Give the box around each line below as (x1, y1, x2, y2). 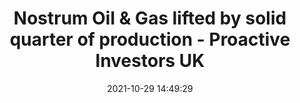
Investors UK (95, 50, 205, 72)
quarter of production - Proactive (9, 28, 291, 51)
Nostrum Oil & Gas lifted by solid (13, 7, 287, 30)
